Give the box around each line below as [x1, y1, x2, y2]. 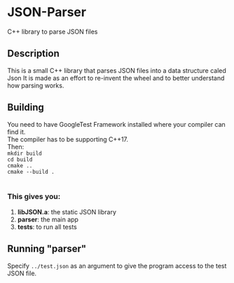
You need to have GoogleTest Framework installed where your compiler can [7, 120, 226, 128]
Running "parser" [7, 243, 87, 255]
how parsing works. [7, 81, 64, 90]
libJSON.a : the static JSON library [17, 207, 117, 216]
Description [7, 48, 60, 60]
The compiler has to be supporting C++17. [7, 134, 128, 144]
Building [7, 102, 44, 113]
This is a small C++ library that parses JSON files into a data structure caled [7, 66, 226, 74]
